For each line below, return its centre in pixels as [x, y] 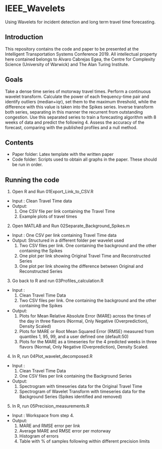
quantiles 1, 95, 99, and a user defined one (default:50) [74, 337]
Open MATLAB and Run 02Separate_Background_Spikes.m [71, 226]
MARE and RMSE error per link [50, 426]
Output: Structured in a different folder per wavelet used [68, 240]
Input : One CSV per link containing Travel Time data [64, 235]
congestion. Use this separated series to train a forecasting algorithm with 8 [81, 117]
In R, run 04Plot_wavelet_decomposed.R [52, 356]
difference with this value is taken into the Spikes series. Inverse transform [79, 107]
